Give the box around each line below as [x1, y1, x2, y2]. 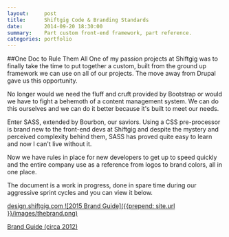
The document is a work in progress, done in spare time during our [7, 181, 197, 189]
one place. [7, 168, 37, 176]
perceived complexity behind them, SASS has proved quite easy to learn [7, 132, 212, 141]
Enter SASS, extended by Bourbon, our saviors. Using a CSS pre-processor [7, 118, 221, 126]
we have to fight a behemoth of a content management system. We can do [7, 97, 219, 105]
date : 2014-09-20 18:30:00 [7, 23, 103, 30]
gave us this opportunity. [7, 76, 78, 85]
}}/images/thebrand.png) [7, 209, 78, 218]
